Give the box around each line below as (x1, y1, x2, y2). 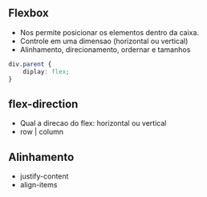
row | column (19, 127, 64, 137)
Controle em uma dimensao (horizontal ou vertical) (19, 36, 189, 46)
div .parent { (8, 60, 52, 68)
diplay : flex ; (22, 67, 70, 75)
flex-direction (8, 97, 79, 111)
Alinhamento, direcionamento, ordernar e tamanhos (19, 44, 191, 54)
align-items (19, 180, 58, 190)
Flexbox (8, 6, 50, 20)
